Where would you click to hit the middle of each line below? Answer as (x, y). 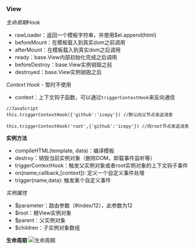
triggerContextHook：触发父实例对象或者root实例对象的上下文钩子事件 (101, 165)
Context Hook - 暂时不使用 (39, 85)
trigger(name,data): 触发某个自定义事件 (63, 180)
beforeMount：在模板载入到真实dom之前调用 (70, 43)
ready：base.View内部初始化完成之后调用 (66, 58)
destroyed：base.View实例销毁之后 (58, 72)
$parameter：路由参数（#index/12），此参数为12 (73, 206)
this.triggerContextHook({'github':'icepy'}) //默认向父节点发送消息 (90, 115)
